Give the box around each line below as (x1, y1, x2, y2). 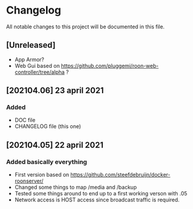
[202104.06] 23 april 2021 (6, 86, 104, 96)
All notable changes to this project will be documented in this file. (6, 23, 165, 30)
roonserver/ (14, 178, 44, 185)
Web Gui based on (14, 62, 60, 69)
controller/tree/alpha (14, 68, 65, 76)
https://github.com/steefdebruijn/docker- (70, 171, 171, 178)
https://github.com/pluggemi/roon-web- (61, 62, 159, 69)
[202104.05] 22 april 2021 (6, 140, 104, 150)
